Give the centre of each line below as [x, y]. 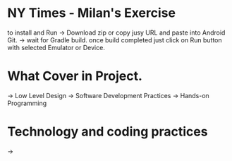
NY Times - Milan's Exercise [92, 13]
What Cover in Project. [75, 76]
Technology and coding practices [108, 132]
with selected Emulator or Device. [56, 47]
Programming [27, 103]
